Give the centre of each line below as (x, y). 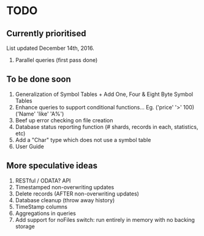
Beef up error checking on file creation (64, 120)
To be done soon (39, 80)
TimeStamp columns (41, 206)
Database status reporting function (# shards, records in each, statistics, (107, 127)
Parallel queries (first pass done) (56, 60)
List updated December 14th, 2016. (51, 48)
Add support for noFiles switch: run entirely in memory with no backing (105, 219)
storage (25, 226)
